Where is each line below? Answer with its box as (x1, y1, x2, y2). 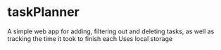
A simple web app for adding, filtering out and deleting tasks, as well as (7, 27, 215, 35)
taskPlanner (7, 4, 80, 20)
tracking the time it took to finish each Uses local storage (7, 34, 173, 42)
